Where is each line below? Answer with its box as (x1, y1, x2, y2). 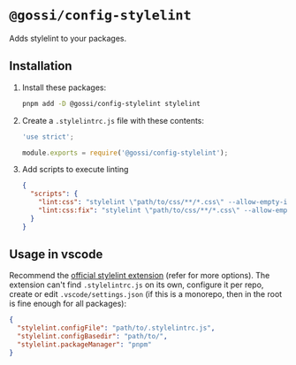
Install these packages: (21, 82, 107, 93)
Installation (9, 58, 72, 73)
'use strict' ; (21, 132, 74, 141)
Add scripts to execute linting (21, 164, 129, 175)
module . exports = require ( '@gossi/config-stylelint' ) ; (21, 148, 229, 157)
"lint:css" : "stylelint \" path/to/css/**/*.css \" (38, 198, 224, 207)
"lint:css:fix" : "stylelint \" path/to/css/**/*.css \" (38, 206, 240, 215)
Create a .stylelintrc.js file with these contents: (21, 115, 205, 125)
